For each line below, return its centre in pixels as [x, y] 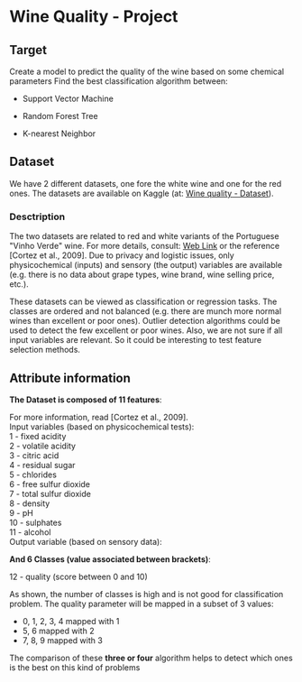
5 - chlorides [33, 475]
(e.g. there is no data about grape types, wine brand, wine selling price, [142, 275]
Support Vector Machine [68, 98]
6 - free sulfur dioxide [50, 484]
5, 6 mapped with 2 [58, 631]
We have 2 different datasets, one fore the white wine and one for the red [146, 183]
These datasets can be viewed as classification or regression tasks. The [143, 302]
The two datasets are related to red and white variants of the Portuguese [144, 236]
